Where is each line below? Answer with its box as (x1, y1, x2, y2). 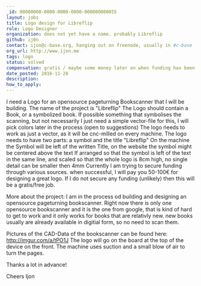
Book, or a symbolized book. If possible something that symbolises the (6, 111, 182, 118)
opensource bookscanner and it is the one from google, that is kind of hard (6, 206, 193, 213)
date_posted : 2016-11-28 (6, 70, 69, 76)
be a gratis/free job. (6, 181, 55, 188)
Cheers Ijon (6, 273, 35, 280)
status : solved (6, 59, 45, 65)
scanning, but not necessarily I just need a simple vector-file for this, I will (6, 117, 189, 124)
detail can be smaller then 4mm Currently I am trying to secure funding (6, 162, 182, 169)
